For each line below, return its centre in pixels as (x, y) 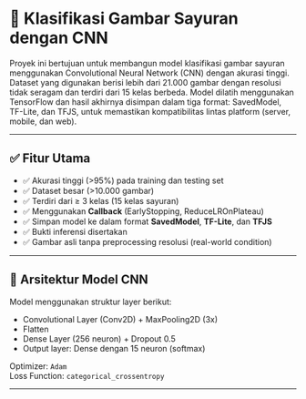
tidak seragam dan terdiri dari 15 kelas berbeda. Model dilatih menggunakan (152, 92)
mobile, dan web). (43, 121)
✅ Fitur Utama (50, 159)
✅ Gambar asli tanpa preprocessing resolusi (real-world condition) (147, 241)
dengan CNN (59, 38)
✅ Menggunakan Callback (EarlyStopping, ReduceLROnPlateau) (143, 211)
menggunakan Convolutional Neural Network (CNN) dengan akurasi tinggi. (149, 73)
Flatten (36, 329)
